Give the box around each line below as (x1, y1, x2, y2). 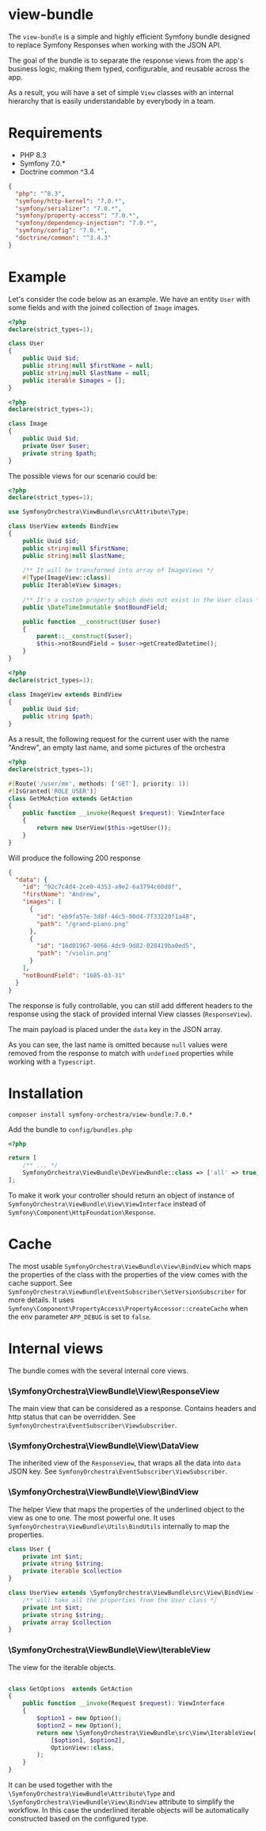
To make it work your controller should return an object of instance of (8, 1191, 235, 1200)
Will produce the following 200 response (8, 853, 141, 862)
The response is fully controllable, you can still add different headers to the (8, 1000, 253, 1010)
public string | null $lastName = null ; (22, 369, 150, 377)
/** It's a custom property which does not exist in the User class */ (22, 596, 264, 604)
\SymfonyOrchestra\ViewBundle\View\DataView (8, 1440, 199, 1451)
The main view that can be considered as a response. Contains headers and (8, 1404, 256, 1413)
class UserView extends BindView (8, 522, 119, 530)
